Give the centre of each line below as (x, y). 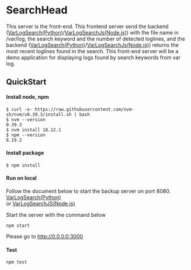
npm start (18, 226)
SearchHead (37, 10)
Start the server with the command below (56, 214)
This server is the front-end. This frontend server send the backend (87, 26)
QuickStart (26, 82)
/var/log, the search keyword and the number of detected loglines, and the (95, 39)
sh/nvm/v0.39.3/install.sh (39, 115)
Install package (25, 153)
